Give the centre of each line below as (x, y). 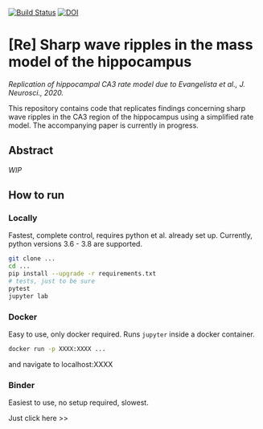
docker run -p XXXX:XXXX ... (57, 349)
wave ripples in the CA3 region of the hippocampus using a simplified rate (131, 116)
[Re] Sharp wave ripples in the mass (131, 45)
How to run (37, 196)
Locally (23, 219)
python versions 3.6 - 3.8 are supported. (76, 244)
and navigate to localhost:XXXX (61, 364)
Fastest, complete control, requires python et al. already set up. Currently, (131, 235)
